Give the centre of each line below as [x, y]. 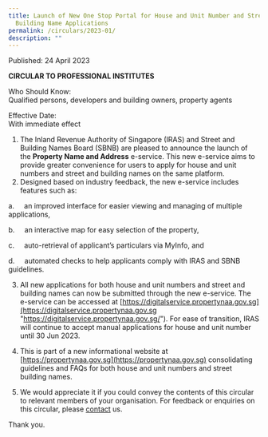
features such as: [48, 191]
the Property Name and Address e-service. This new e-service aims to [137, 157]
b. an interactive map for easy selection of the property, [104, 230]
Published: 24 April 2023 [49, 61]
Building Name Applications [62, 23]
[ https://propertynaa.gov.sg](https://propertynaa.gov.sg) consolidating [136, 360]
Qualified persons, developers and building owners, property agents [120, 100]
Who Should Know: [40, 92]
